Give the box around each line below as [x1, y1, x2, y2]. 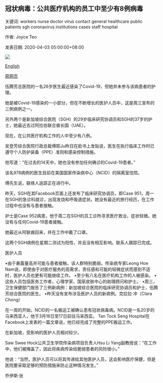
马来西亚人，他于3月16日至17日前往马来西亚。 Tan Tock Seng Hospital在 [5, 313, 150, 319]
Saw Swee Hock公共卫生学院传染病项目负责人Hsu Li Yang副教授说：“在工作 [5, 340, 157, 346]
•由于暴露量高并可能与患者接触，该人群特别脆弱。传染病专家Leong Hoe [5, 260, 149, 266]
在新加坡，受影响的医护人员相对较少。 [5, 330, 81, 335]
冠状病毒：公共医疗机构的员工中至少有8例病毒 [5, 4, 143, 13]
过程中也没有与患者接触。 [5, 202, 56, 208]
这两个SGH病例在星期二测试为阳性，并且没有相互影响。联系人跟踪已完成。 [5, 240, 154, 245]
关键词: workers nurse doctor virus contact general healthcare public [5, 18, 143, 24]
